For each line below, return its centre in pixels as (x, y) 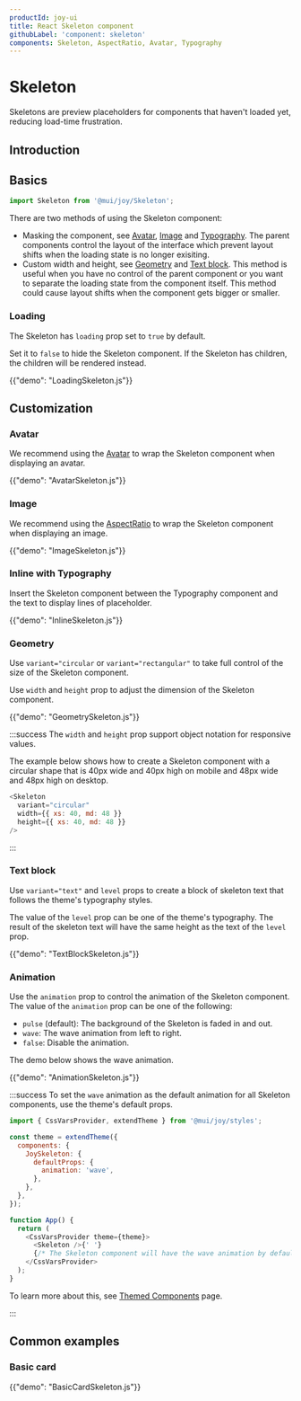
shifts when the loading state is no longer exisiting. (116, 255)
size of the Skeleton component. (69, 673)
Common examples (64, 1341)
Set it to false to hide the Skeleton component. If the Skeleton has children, (148, 353)
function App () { (42, 1220)
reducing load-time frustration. (66, 121)
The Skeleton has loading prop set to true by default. (107, 336)
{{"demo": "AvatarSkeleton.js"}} (68, 481)
